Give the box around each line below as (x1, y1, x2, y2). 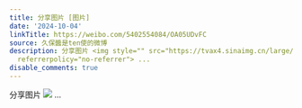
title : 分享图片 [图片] (9, 13, 90, 22)
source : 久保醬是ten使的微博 (9, 38, 108, 48)
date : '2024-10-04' (9, 22, 83, 31)
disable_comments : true (9, 64, 99, 73)
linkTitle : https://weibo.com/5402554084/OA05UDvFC (9, 30, 207, 39)
